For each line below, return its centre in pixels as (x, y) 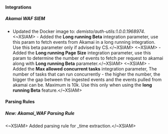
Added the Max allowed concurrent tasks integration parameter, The (85, 69)
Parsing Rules (20, 102)
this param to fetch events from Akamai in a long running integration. (84, 42)
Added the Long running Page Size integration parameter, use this (82, 52)
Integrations (18, 7)
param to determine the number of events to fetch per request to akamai (88, 58)
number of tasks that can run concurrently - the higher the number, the (86, 74)
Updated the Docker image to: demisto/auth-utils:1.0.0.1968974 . (79, 31)
